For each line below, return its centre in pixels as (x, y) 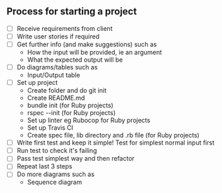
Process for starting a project (72, 12)
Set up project (37, 83)
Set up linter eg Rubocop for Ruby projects (89, 120)
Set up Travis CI (50, 128)
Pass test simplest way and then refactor (75, 159)
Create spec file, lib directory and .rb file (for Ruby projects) (113, 135)
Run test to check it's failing (57, 151)
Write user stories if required (58, 36)
